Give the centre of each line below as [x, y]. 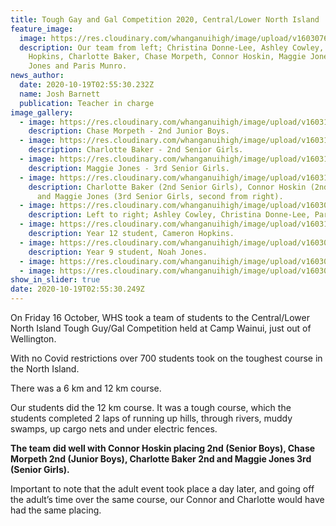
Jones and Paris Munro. [78, 66]
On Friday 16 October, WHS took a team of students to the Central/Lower [160, 317]
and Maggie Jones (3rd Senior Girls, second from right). [160, 196]
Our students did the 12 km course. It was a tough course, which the [151, 407]
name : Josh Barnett [60, 94]
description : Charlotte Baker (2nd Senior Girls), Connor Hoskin [167, 187]
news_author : [37, 76]
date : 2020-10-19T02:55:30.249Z [77, 289]
